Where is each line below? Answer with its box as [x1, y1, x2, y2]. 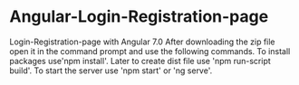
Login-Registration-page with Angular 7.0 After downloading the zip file [9, 36, 275, 47]
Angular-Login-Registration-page [9, 6, 269, 27]
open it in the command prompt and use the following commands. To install [9, 45, 291, 56]
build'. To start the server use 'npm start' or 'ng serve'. [9, 65, 213, 76]
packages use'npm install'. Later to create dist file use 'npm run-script [9, 55, 272, 66]
